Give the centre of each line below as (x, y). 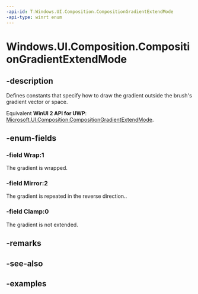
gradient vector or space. (37, 102)
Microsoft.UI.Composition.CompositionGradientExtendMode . (80, 119)
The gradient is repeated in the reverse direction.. (67, 196)
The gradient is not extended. (42, 225)
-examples (26, 284)
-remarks (24, 243)
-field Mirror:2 (27, 184)
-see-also (25, 263)
